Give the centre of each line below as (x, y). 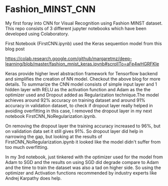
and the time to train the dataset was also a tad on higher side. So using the (83, 167)
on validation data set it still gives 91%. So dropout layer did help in (74, 131)
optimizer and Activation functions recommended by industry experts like (81, 173)
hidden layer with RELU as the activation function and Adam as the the (78, 89)
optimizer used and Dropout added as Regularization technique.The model (82, 95)
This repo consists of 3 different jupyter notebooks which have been (76, 28)
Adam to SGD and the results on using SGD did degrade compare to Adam (82, 162)
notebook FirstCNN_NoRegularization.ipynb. (51, 116)
